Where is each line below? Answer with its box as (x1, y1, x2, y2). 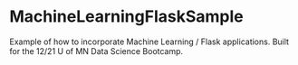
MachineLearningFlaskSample (9, 6, 244, 27)
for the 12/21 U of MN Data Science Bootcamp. (9, 45, 184, 56)
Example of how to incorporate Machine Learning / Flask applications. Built (9, 36, 290, 47)
